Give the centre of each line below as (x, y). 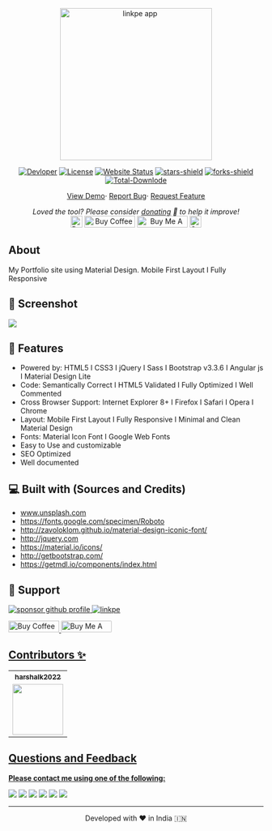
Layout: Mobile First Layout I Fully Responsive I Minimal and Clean (130, 420)
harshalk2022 (38, 677)
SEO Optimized (45, 454)
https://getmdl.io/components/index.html (89, 564)
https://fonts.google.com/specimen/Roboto (92, 521)
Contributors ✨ (47, 655)
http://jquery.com (49, 538)
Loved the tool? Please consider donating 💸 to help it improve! (136, 212)
